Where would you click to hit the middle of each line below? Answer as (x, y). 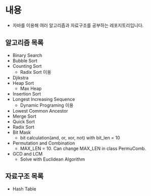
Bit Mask (22, 132)
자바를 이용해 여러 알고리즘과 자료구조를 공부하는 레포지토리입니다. (78, 25)
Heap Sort (23, 83)
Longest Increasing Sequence (44, 99)
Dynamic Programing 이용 (47, 105)
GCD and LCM (28, 154)
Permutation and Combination (44, 143)
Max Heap (31, 88)
